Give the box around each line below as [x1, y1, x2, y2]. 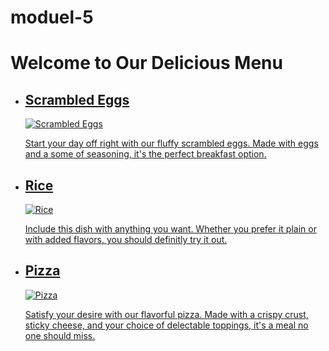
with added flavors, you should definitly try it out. [24, 234, 228, 245]
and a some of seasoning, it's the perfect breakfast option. [24, 148, 267, 160]
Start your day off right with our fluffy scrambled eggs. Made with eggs [24, 137, 319, 150]
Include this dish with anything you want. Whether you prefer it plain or [24, 223, 317, 235]
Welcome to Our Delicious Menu [10, 52, 283, 75]
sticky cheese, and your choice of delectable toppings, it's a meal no [24, 319, 309, 331]
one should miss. [24, 329, 96, 341]
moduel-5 [10, 6, 94, 29]
